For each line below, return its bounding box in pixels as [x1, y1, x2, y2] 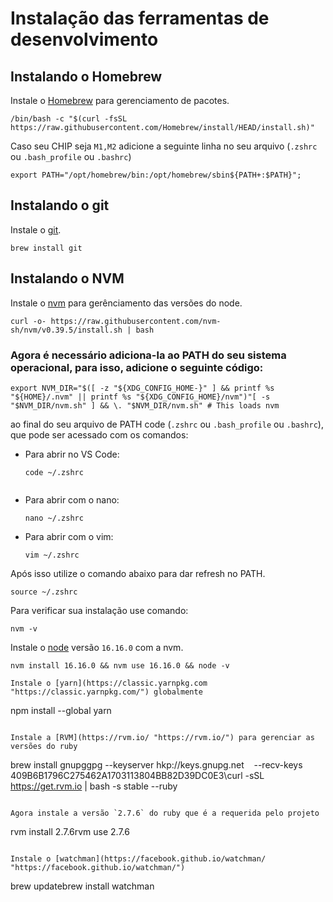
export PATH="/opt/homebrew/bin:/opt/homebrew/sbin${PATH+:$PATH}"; [10, 170, 302, 180]
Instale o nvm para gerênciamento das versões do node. [10, 297, 243, 309]
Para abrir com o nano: [24, 493, 120, 506]
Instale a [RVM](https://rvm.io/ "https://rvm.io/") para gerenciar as [10, 732, 315, 742]
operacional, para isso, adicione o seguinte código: [10, 360, 264, 374]
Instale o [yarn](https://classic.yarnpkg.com [10, 678, 208, 688]
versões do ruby [10, 741, 78, 751]
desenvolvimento [10, 28, 159, 51]
